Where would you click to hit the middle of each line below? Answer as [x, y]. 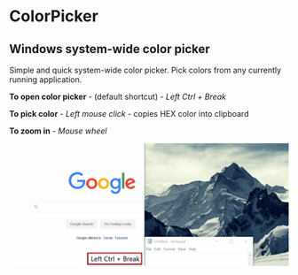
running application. [46, 80]
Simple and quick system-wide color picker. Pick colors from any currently [145, 70]
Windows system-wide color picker [110, 49]
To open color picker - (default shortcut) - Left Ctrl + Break [118, 96]
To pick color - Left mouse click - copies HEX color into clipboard [129, 114]
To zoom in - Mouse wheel [58, 131]
